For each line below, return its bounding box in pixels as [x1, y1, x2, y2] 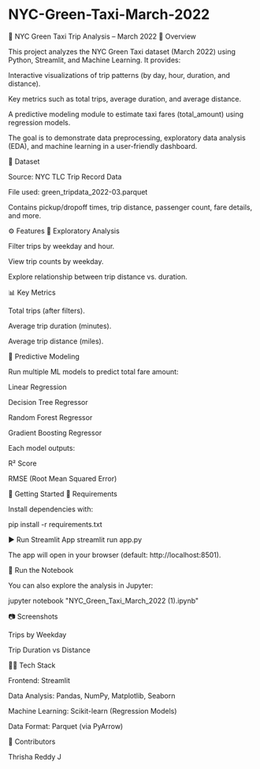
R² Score [8, 459, 37, 468]
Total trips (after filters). [8, 306, 85, 315]
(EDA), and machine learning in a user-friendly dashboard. [8, 141, 198, 150]
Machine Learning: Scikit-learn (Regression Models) [8, 706, 177, 715]
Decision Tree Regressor [8, 397, 88, 407]
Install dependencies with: [8, 504, 94, 514]
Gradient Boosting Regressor [8, 428, 102, 437]
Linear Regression [8, 382, 67, 392]
